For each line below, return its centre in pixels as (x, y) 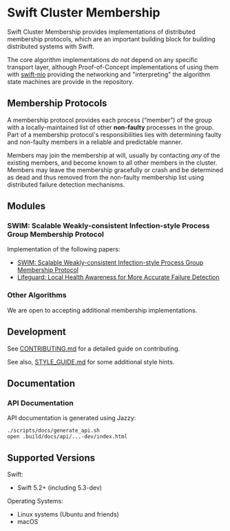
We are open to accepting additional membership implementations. (102, 310)
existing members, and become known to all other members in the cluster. (112, 163)
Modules (27, 206)
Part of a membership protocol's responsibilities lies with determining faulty (114, 134)
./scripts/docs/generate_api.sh (53, 431)
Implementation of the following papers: (64, 249)
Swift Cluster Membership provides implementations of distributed (102, 32)
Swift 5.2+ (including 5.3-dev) (59, 488)
